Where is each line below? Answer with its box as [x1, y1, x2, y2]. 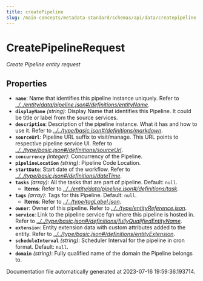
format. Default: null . [15, 243, 68, 251]
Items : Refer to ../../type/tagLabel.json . [24, 198, 122, 206]
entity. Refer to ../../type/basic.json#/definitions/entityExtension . [15, 231, 176, 238]
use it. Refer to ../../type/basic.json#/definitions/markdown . [15, 127, 164, 134]
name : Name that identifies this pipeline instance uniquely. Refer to [15, 95, 179, 102]
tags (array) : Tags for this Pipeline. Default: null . [15, 192, 137, 199]
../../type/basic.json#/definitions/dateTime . [15, 172, 122, 179]
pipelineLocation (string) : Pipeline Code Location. [15, 159, 141, 167]
